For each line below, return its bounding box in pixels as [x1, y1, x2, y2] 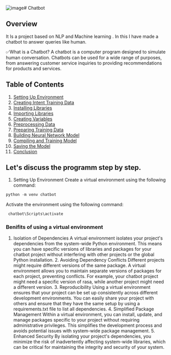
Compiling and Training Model [13, 137, 77, 144]
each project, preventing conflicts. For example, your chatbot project [13, 273, 158, 280]
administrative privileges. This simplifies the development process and [13, 322, 162, 328]
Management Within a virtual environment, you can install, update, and [13, 311, 163, 318]
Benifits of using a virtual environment [6, 224, 103, 231]
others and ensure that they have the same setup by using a [13, 301, 140, 307]
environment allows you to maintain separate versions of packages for [13, 268, 162, 274]
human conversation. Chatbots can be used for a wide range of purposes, [6, 54, 162, 61]
